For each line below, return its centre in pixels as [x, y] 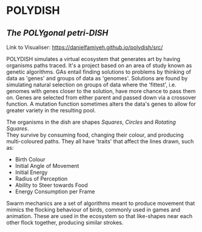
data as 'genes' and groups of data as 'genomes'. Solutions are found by [97, 78]
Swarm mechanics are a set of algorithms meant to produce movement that [101, 203]
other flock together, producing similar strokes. [65, 222]
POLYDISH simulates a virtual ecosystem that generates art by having [93, 59]
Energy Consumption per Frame [55, 192]
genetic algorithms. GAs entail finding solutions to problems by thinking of [99, 72]
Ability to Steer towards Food [51, 185]
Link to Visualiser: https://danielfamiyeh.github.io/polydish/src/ [85, 47]
